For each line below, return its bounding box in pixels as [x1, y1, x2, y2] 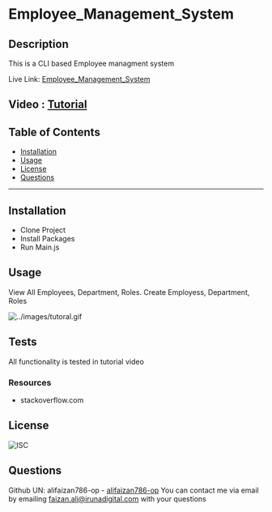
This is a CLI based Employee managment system [8, 58, 175, 68]
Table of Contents [8, 125, 101, 139]
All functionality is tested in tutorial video [8, 356, 144, 366]
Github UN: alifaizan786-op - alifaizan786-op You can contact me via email [8, 485, 259, 495]
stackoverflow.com [19, 395, 84, 405]
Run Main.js [19, 242, 60, 252]
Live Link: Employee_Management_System [8, 75, 151, 83]
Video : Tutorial [8, 98, 87, 112]
